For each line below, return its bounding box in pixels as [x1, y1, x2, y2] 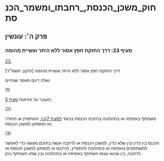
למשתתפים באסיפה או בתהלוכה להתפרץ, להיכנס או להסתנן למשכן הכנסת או [5, 145, 148, 151]
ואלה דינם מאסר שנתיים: [5, 77, 51, 83]
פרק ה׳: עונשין [5, 32, 48, 40]
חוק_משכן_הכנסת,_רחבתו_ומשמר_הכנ [5, 2, 157, 13]
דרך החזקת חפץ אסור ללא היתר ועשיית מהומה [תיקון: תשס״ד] [5, 68, 120, 74]
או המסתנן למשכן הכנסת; [5, 121, 53, 126]
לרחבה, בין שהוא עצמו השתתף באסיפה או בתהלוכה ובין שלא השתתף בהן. [5, 150, 142, 156]
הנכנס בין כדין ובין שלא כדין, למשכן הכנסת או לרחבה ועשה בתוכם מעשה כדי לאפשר [5, 140, 160, 146]
